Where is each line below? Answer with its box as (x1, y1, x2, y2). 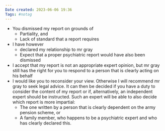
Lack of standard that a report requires (19, 36, 99, 42)
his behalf (12, 73, 33, 79)
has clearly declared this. (19, 120, 72, 126)
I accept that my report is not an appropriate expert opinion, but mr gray (12, 62, 160, 68)
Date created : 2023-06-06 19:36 (5, 7, 72, 12)
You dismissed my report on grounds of (12, 25, 93, 31)
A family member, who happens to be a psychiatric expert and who (19, 115, 158, 121)
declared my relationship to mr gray (19, 46, 93, 52)
